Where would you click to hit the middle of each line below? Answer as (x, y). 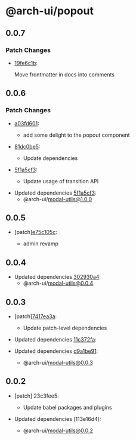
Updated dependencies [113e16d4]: (58, 419)
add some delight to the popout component (76, 135)
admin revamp (41, 244)
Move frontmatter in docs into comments (64, 74)
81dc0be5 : (27, 146)
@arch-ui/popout (50, 11)
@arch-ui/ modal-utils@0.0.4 (58, 283)
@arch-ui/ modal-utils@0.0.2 (58, 430)
